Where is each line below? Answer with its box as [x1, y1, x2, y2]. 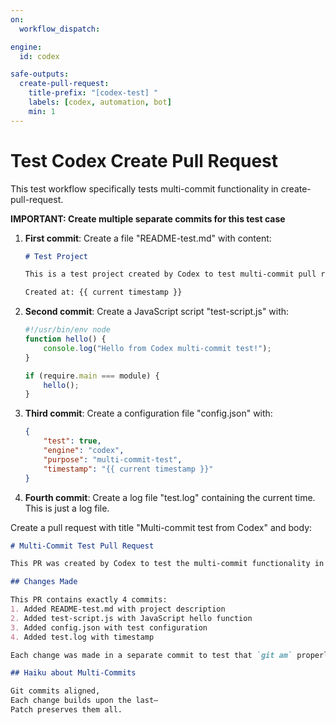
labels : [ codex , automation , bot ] [28, 97, 172, 107]
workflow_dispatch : [19, 24, 101, 34]
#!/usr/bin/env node [24, 325, 111, 335]
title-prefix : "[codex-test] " [28, 88, 159, 98]
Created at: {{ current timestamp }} [24, 287, 183, 298]
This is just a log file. [24, 502, 110, 514]
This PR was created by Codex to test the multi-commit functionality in [10, 559, 325, 569]
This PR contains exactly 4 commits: [10, 595, 168, 605]
